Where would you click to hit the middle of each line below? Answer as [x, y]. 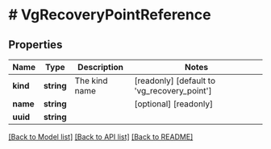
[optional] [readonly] [174, 104]
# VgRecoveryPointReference [110, 15]
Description [100, 67]
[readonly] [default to [175, 81]
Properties [35, 45]
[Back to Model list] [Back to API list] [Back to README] [101, 137]
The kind [91, 81]
